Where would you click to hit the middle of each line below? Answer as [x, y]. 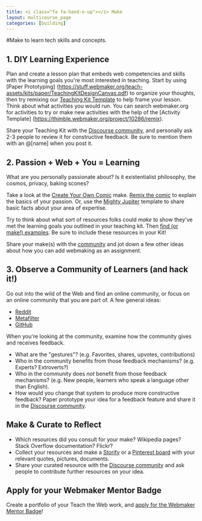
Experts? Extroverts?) [42, 367]
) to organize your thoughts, [161, 93]
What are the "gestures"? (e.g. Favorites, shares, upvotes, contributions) [105, 354]
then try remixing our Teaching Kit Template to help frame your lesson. [94, 100]
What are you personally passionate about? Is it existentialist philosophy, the [101, 177]
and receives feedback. [36, 343]
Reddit [23, 311]
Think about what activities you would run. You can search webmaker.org [97, 106]
